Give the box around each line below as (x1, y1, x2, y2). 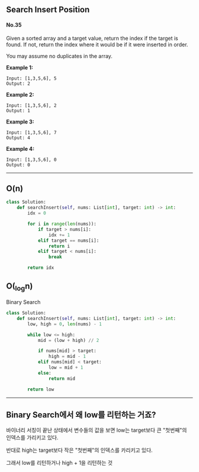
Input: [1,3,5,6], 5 (6, 75, 57, 81)
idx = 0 (27, 210, 46, 216)
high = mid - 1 (48, 353, 86, 360)
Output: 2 (6, 80, 31, 87)
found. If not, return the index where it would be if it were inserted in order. (6, 41, 188, 48)
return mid (48, 375, 76, 382)
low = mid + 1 (48, 365, 84, 370)
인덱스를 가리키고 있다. (6, 434, 59, 441)
